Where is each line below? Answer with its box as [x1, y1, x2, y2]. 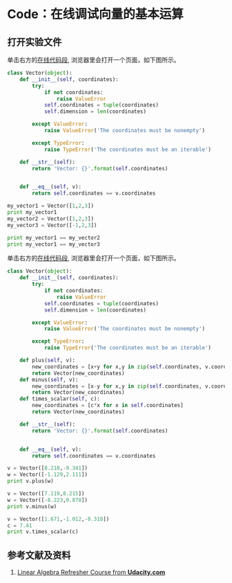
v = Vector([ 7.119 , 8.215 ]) [7, 490, 85, 497]
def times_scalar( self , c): [19, 395, 100, 402]
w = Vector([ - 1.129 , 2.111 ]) [7, 472, 88, 478]
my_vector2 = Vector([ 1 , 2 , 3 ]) [7, 215, 95, 222]
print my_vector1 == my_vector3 [7, 240, 100, 248]
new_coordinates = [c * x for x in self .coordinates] [32, 402, 184, 409]
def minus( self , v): [19, 376, 79, 383]
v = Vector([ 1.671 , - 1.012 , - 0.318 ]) [7, 515, 110, 523]
